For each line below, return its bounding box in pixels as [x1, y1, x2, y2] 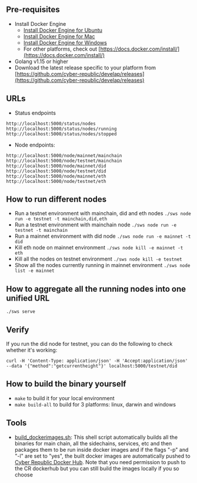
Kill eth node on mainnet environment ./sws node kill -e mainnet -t [14, 244, 183, 251]
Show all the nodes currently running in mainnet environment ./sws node [14, 262, 191, 269]
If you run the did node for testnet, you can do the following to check [6, 341, 173, 348]
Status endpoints [14, 109, 56, 116]
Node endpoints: [14, 141, 55, 148]
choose [14, 471, 34, 478]
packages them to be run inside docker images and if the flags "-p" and [14, 446, 189, 453]
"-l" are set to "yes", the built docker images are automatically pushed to [14, 452, 191, 459]
